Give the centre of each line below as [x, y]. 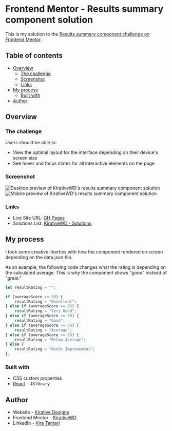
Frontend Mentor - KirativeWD [45, 418]
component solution [49, 20]
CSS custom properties [37, 378]
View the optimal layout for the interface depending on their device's [85, 152]
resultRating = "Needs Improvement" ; [55, 349]
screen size [25, 158]
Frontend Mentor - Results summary [84, 9]
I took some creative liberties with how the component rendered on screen [84, 251]
